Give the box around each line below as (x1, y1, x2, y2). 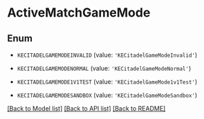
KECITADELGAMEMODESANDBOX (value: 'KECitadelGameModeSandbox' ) (17, 91, 198, 99)
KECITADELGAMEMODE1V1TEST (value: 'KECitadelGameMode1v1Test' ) (17, 77, 198, 86)
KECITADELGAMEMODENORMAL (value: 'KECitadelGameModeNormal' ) (17, 64, 192, 72)
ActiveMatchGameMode (7, 5, 151, 21)
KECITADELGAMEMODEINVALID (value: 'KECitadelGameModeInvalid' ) (17, 51, 198, 59)
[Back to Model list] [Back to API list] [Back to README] (7, 104, 166, 112)
